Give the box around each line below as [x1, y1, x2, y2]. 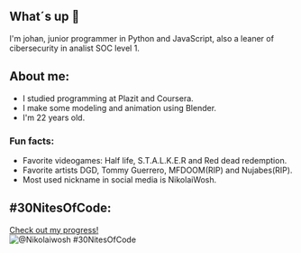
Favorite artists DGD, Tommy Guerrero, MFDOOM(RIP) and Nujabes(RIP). [22, 164, 293, 175]
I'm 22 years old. [22, 112, 86, 123]
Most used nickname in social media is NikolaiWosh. [22, 173, 217, 185]
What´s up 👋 [9, 9, 80, 24]
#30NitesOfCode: [9, 201, 112, 216]
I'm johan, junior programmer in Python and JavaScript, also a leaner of [9, 33, 275, 43]
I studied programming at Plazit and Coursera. [22, 92, 194, 104]
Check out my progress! [9, 224, 99, 235]
